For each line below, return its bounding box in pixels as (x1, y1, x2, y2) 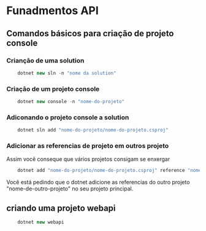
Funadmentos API (6, 4, 99, 18)
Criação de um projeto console (6, 84, 100, 93)
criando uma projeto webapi (6, 203, 116, 213)
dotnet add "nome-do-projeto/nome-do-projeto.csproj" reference (17, 167, 185, 174)
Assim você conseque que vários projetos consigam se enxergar (6, 155, 170, 163)
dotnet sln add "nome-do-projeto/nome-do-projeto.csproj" (17, 127, 169, 133)
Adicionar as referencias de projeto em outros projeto (6, 142, 169, 151)
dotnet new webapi (17, 219, 64, 225)
